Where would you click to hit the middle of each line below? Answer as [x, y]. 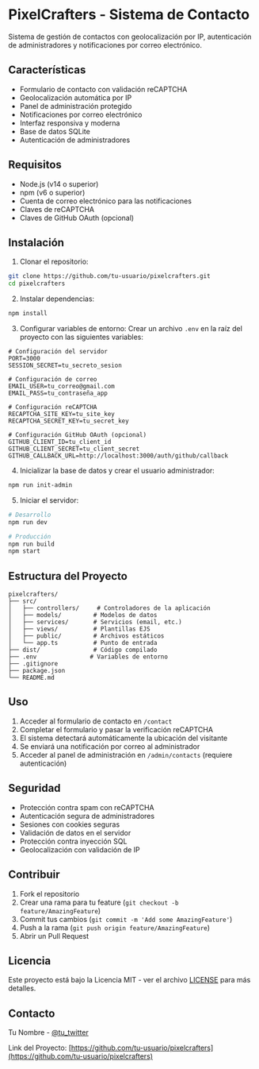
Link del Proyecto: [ [40, 1048]
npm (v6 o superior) [52, 192]
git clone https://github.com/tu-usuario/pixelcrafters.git [110, 276]
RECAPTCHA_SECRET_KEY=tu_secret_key [69, 421]
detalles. [22, 988]
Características [47, 70]
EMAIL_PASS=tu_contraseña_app [58, 393]
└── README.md [32, 678]
